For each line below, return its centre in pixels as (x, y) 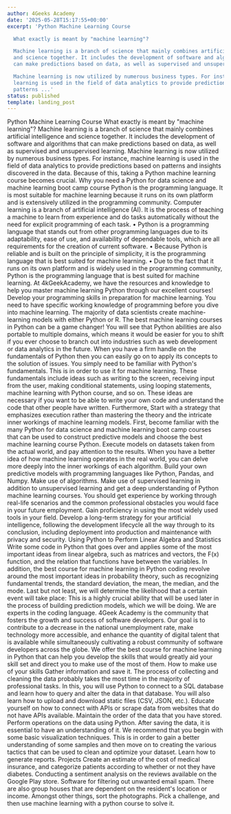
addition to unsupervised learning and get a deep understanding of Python (113, 488)
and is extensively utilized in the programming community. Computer (104, 202)
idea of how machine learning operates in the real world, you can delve (108, 459)
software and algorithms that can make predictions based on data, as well (112, 144)
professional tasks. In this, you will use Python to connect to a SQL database (115, 686)
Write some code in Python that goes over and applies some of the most (109, 547)
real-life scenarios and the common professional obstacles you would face (113, 503)
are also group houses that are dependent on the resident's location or (107, 789)
